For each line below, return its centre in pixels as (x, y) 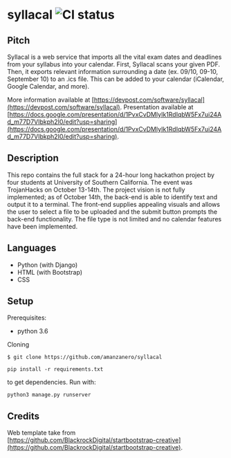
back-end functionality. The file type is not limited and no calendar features (114, 219)
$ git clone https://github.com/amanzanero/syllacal (85, 357)
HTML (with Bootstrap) (50, 272)
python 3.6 (33, 331)
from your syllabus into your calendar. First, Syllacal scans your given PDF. (113, 64)
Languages (32, 248)
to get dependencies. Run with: (52, 382)
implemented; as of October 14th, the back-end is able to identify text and (112, 196)
